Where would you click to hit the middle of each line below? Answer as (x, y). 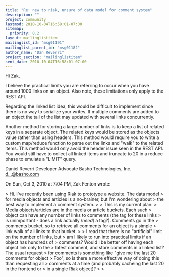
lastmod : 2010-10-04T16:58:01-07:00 (44, 24)
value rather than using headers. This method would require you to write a (82, 137)
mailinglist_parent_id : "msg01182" (43, 48)
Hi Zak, (13, 76)
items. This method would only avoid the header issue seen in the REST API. (84, 148)
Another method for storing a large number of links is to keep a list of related (85, 127)
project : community (26, 19)
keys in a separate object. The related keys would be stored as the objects (82, 132)
